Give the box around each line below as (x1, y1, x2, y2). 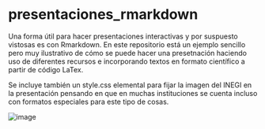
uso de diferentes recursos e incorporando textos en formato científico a (8, 57, 245, 66)
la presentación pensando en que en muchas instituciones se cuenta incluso (8, 88, 258, 98)
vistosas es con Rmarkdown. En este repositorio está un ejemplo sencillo (8, 39, 246, 49)
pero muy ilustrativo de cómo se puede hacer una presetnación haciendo (8, 48, 248, 57)
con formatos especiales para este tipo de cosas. (8, 97, 169, 106)
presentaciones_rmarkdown (8, 6, 199, 24)
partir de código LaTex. (8, 64, 84, 74)
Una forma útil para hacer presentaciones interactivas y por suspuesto (8, 31, 239, 41)
